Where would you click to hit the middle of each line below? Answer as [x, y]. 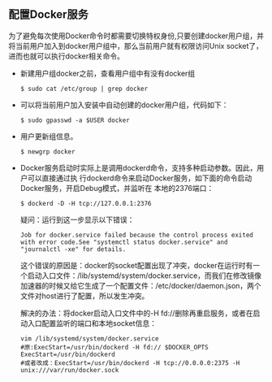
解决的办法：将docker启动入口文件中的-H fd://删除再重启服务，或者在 [136, 313]
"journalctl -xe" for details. [73, 249]
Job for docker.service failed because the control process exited [136, 235]
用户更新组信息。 [49, 136]
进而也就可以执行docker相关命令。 [66, 56]
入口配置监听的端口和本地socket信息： [92, 323]
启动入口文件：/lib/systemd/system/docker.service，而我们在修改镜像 [145, 276]
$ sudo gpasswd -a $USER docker [75, 120]
